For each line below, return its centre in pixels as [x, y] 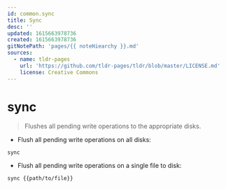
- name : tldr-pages [42, 59]
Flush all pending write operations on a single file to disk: [99, 166]
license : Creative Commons [59, 72]
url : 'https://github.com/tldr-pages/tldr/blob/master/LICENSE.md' [120, 66]
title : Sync [24, 20]
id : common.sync [31, 14]
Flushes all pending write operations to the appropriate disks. [113, 126]
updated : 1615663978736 [42, 33]
